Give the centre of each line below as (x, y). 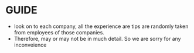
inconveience (30, 45)
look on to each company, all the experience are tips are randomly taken (101, 26)
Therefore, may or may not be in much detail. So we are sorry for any (97, 38)
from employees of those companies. (59, 32)
